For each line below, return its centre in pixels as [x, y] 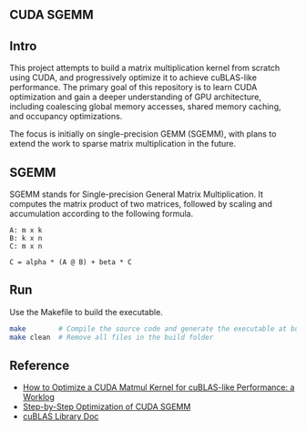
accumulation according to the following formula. [102, 214]
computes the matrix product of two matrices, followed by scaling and [141, 204]
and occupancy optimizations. [66, 117]
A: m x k [26, 231]
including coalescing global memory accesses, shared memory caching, [145, 107]
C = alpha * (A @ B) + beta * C [71, 262]
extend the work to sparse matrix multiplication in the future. [123, 144]
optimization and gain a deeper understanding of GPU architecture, [136, 97]
